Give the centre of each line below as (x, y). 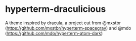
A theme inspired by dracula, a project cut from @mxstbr (63, 23)
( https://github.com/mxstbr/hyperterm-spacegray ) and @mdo (68, 28)
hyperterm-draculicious (56, 9)
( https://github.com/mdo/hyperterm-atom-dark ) (54, 33)
